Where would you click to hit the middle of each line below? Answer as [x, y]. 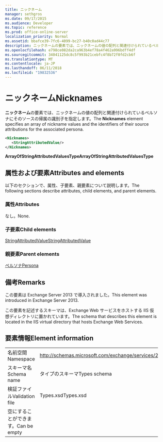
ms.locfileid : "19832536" [31, 73]
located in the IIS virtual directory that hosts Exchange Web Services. [74, 322]
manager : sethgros [24, 14]
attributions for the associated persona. [44, 129]
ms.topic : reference [26, 28]
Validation [24, 396]
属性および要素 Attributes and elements [65, 173]
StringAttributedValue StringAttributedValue [48, 240]
